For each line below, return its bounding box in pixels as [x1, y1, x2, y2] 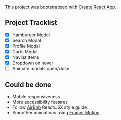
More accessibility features [12, 99, 68, 105]
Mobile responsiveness [12, 94, 60, 100]
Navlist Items [12, 54, 39, 60]
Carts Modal [12, 49, 38, 54]
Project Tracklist [5, 18, 57, 27]
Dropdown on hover [12, 60, 54, 66]
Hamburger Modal [12, 32, 50, 38]
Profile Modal [12, 43, 40, 49]
